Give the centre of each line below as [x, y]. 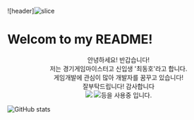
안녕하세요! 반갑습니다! [119, 59]
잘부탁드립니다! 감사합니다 [119, 86]
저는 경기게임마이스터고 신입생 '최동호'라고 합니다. [119, 68]
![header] [21, 11]
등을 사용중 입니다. [127, 95]
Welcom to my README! [80, 40]
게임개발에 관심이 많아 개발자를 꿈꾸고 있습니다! [119, 77]
